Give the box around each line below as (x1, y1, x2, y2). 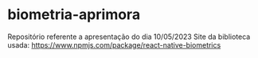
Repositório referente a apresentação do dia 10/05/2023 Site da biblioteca (7, 32, 251, 41)
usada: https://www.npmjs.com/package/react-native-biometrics (7, 40, 221, 49)
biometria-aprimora (7, 6, 141, 24)
